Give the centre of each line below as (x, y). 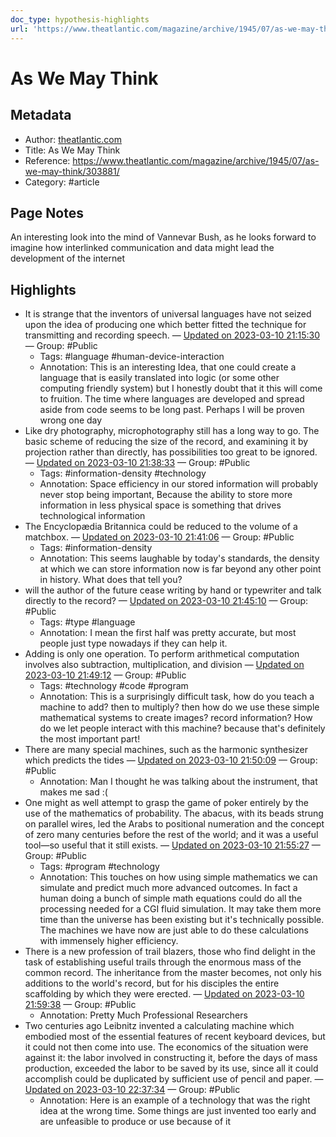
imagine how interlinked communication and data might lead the (142, 248)
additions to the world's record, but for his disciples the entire (152, 983)
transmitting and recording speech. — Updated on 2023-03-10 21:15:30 (172, 335)
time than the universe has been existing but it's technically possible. (182, 920)
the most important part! (90, 739)
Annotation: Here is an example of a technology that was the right (175, 1100)
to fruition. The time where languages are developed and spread (172, 399)
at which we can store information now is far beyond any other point (180, 569)
